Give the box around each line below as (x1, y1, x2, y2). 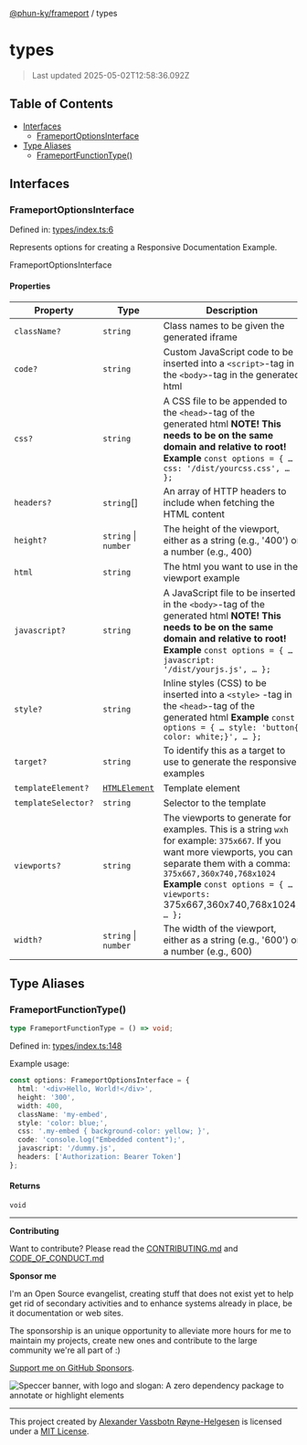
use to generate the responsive (163, 755, 297, 768)
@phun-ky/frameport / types (9, 8, 118, 18)
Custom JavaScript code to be (163, 345, 294, 358)
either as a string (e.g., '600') (163, 933, 290, 946)
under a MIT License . (9, 1426, 90, 1437)
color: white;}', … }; (163, 731, 262, 742)
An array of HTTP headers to (163, 484, 287, 497)
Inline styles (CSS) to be (163, 676, 267, 689)
